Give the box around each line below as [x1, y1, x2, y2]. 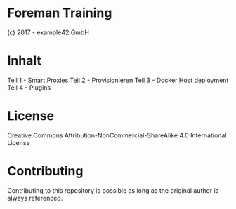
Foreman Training [7, 5, 112, 21]
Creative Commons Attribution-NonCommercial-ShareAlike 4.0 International [7, 131, 227, 140]
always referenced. [7, 194, 63, 202]
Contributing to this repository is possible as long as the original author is [7, 186, 219, 194]
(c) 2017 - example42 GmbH [7, 28, 90, 36]
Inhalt [7, 53, 42, 69]
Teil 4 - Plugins [7, 83, 51, 92]
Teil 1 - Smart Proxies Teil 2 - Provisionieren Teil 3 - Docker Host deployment [7, 76, 229, 84]
